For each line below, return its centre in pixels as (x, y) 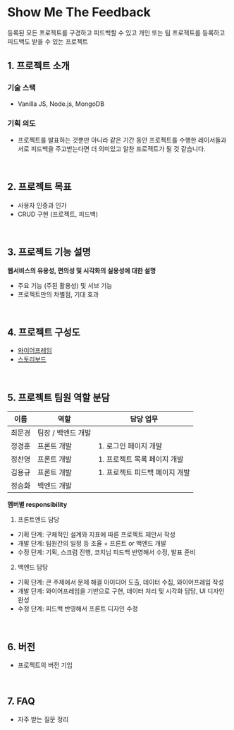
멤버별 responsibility (37, 505)
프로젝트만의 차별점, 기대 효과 (58, 294)
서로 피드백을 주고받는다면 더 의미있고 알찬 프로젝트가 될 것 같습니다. (111, 148)
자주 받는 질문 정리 (43, 719)
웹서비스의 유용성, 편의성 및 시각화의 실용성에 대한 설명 (82, 270)
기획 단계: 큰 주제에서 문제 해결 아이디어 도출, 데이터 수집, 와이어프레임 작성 (121, 582)
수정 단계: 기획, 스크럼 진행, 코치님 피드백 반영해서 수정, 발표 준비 (106, 552)
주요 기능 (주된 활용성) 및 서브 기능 (65, 285)
